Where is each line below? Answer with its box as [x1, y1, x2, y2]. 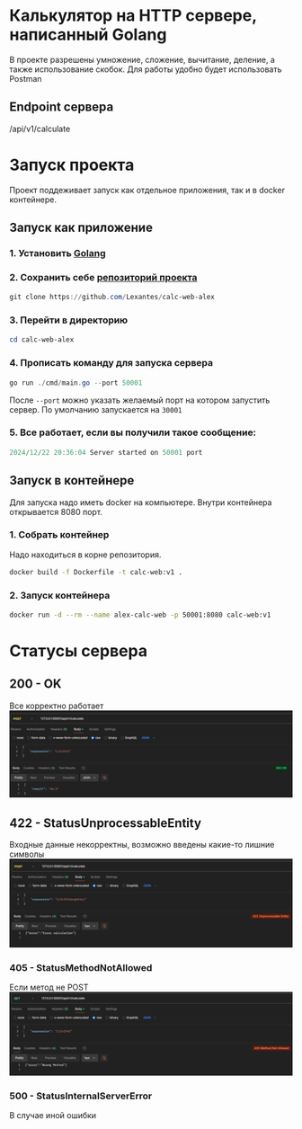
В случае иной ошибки [9, 1109, 97, 1120]
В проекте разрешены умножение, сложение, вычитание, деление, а [9, 54, 276, 65]
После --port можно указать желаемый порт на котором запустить [9, 395, 271, 405]
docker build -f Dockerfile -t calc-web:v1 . [9, 567, 182, 576]
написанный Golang [9, 24, 167, 45]
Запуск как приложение [9, 220, 153, 236]
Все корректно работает [9, 700, 104, 711]
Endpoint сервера [9, 100, 114, 115]
